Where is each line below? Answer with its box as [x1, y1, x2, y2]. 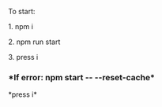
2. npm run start [8, 37, 61, 46]
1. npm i [8, 22, 34, 31]
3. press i [8, 53, 39, 61]
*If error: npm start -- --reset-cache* [8, 72, 156, 83]
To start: [8, 7, 36, 16]
